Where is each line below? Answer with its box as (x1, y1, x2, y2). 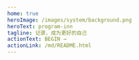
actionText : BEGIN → (7, 36, 67, 43)
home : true (7, 10, 39, 17)
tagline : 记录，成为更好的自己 (7, 29, 88, 37)
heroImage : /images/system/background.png (7, 17, 132, 23)
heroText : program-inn (7, 23, 73, 30)
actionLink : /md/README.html (7, 42, 92, 49)
